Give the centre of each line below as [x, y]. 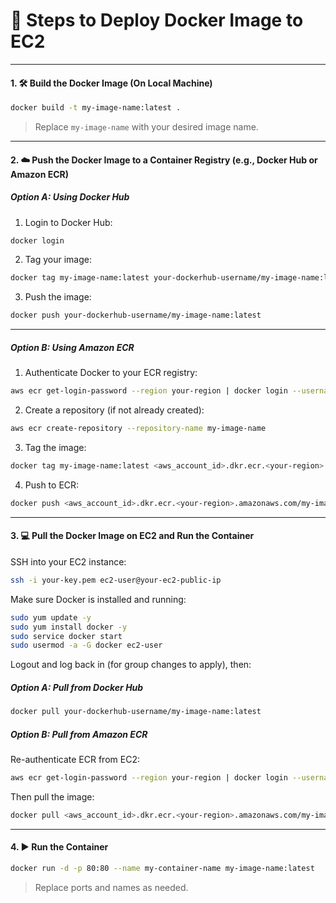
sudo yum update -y [51, 617]
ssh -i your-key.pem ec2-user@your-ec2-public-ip [116, 580]
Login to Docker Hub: [68, 222]
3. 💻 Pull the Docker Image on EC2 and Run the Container [132, 536]
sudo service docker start [66, 636]
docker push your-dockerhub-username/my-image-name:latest [136, 315]
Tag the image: [55, 447]
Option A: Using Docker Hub [70, 197]
